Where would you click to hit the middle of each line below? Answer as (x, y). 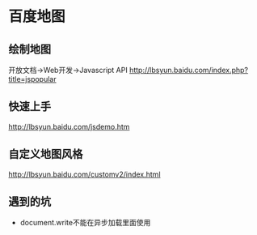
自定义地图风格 (46, 154)
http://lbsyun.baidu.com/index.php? (189, 70)
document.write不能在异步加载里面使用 (85, 223)
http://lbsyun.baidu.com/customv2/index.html (84, 174)
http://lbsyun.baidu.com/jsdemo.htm (69, 126)
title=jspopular (32, 79)
